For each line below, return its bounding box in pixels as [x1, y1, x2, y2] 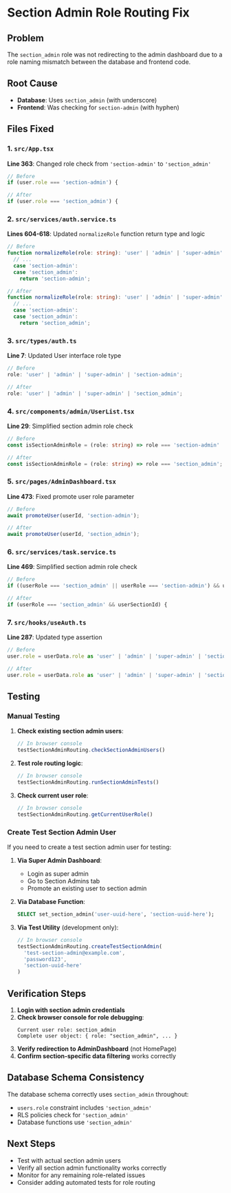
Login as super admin [27, 870, 89, 878]
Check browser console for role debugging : [16, 1013, 144, 1021]
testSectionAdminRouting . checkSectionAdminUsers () [16, 746, 166, 754]
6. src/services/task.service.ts [7, 547, 117, 557]
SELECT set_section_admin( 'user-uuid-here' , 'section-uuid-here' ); [16, 911, 215, 918]
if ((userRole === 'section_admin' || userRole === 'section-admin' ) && [7, 583, 220, 590]
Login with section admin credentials [16, 1006, 125, 1014]
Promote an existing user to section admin [27, 884, 147, 892]
